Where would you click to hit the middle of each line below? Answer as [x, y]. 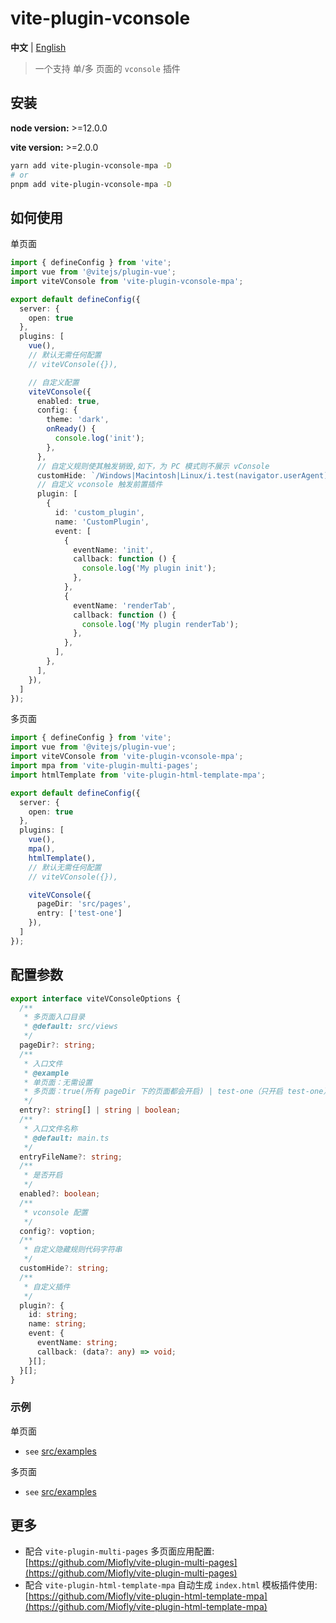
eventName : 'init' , [114, 550]
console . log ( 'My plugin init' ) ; [149, 568]
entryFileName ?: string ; [71, 1157]
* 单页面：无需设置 [58, 1082]
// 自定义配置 [54, 382]
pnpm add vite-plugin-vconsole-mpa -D [91, 184]
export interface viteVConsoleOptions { [96, 998]
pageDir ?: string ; [58, 1045]
